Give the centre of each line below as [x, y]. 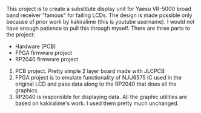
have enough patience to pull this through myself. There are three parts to [98, 28]
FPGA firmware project [44, 53]
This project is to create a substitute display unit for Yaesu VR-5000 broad [99, 9]
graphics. [27, 90]
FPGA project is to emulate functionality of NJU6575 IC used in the [98, 77]
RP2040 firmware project [47, 59]
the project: [21, 35]
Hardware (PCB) [35, 46]
